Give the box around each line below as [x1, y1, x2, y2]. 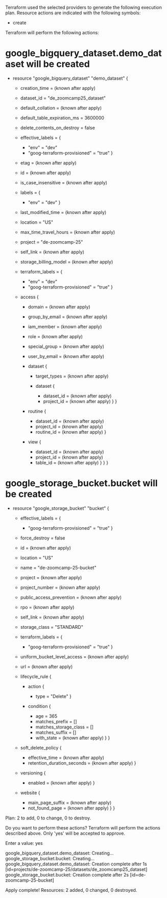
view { [28, 439, 41, 445]
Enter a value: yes [5, 840, 43, 846]
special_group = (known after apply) [28, 343, 105, 349]
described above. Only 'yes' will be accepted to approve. [5, 830, 125, 836]
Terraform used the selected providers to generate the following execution [5, 5, 162, 10]
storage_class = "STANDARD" [20, 624, 83, 630]
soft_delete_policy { [20, 744, 62, 750]
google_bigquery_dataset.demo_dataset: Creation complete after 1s [5, 861, 147, 867]
